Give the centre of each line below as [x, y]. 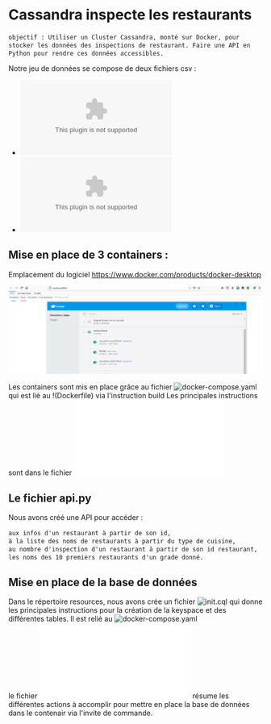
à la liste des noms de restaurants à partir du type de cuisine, [122, 542]
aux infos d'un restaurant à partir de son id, [90, 534]
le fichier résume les [119, 696]
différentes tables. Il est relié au [60, 619]
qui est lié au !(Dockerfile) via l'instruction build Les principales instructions [133, 396]
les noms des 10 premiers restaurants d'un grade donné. [106, 558]
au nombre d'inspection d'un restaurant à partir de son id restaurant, [133, 550]
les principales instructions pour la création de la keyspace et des [117, 610]
